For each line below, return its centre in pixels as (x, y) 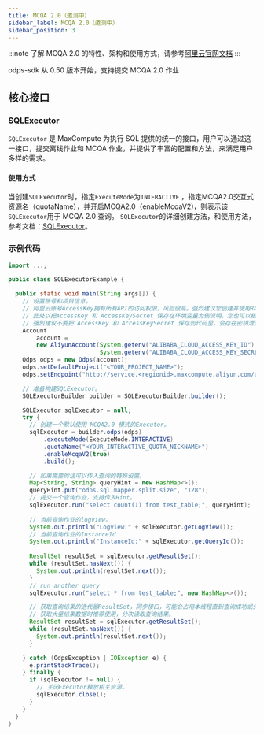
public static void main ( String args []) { (86, 294)
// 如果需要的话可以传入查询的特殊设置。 (87, 476)
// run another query (64, 585)
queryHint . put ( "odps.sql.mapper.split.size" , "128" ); (119, 490)
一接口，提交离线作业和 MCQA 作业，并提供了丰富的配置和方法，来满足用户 (131, 148)
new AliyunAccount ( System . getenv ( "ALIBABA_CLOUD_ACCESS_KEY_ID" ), (147, 345)
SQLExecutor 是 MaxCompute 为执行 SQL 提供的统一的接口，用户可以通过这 (130, 139)
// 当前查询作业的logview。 (70, 520)
